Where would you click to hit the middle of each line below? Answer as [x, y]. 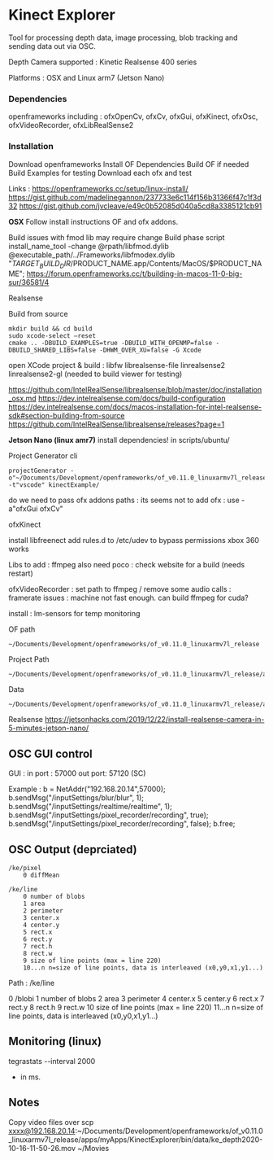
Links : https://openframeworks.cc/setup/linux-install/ [98, 188]
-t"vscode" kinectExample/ [54, 485]
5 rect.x [38, 932]
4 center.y [41, 925]
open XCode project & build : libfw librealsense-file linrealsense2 [117, 366]
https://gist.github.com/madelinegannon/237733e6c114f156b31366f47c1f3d [135, 197]
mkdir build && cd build [50, 329]
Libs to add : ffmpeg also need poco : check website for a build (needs [127, 565]
